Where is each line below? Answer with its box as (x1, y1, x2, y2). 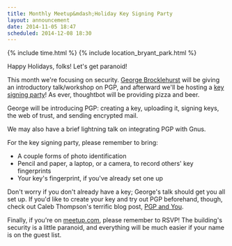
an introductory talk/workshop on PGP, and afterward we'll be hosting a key (7, 83, 224, 91)
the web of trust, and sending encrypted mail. (7, 112, 139, 120)
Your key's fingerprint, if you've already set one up (17, 174, 164, 183)
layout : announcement (7, 17, 70, 24)
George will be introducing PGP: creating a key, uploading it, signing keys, (7, 104, 219, 112)
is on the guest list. (7, 231, 61, 239)
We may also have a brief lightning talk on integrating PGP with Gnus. (7, 125, 206, 133)
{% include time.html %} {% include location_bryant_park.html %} (7, 49, 197, 57)
